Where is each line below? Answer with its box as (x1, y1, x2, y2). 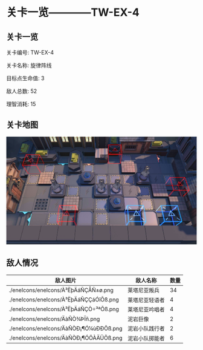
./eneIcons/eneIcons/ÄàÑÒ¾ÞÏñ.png (8, 315, 100, 322)
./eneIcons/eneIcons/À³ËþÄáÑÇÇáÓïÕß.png (8, 296, 119, 303)
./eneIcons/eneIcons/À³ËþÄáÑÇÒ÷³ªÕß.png (8, 306, 119, 313)
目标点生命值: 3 (6, 75, 45, 82)
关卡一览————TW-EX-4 (6, 5, 140, 19)
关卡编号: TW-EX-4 (6, 49, 54, 56)
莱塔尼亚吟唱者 (127, 306, 165, 313)
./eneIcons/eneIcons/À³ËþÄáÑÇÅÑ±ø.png (8, 286, 114, 294)
